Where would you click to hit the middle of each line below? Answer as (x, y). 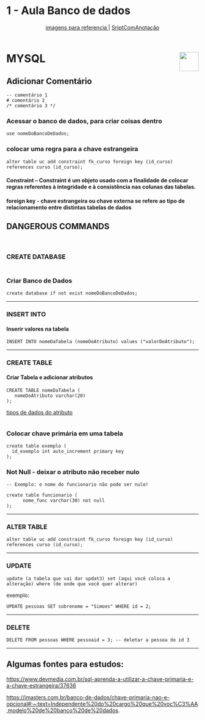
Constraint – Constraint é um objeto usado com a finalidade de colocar (97, 180)
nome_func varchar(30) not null (63, 501)
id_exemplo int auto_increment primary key (68, 451)
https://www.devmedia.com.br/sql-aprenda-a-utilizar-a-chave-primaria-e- (100, 679)
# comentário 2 (26, 100)
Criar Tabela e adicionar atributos (50, 377)
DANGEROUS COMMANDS (58, 226)
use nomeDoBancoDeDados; (38, 134)
